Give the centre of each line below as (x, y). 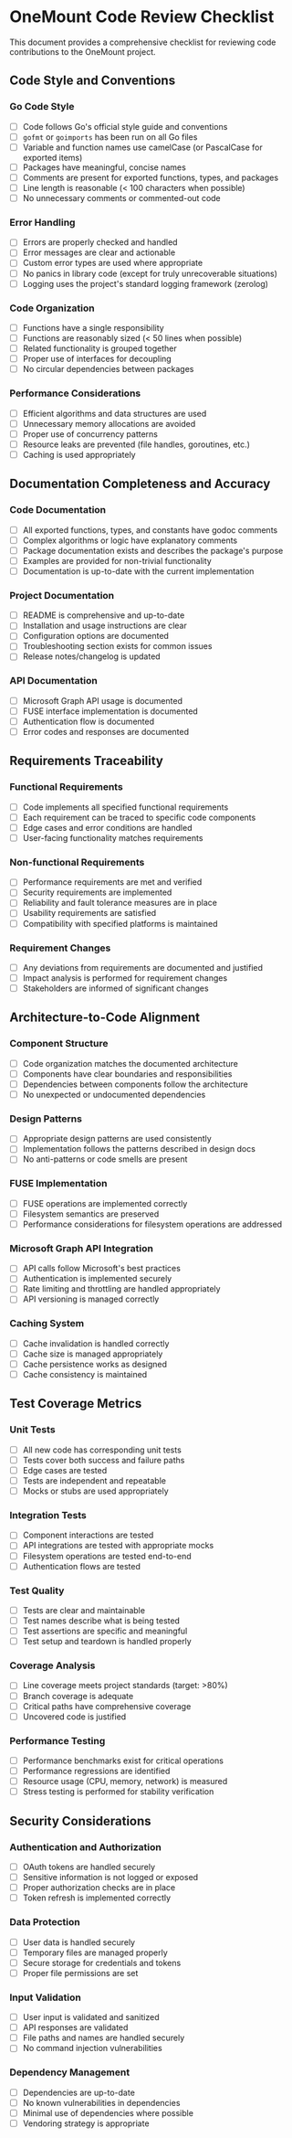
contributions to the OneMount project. (83, 51)
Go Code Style (42, 107)
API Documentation (54, 681)
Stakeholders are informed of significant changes (115, 988)
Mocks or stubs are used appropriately (95, 1491)
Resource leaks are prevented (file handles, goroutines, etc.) (136, 444)
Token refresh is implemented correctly (97, 1898)
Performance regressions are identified (96, 1771)
